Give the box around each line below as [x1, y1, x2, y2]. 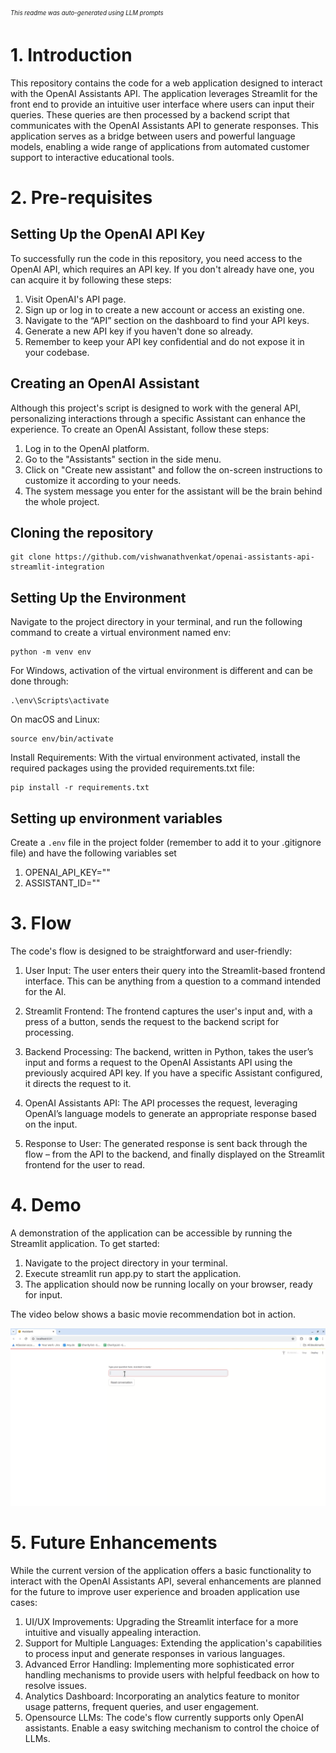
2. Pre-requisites [10, 186, 153, 209]
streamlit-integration [10, 562, 105, 572]
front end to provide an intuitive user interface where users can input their [10, 98, 315, 110]
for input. [24, 1288, 63, 1301]
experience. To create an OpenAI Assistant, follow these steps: [10, 423, 270, 435]
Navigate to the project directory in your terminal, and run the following [10, 616, 303, 628]
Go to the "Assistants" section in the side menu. [24, 453, 222, 465]
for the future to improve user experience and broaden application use [10, 1585, 301, 1597]
